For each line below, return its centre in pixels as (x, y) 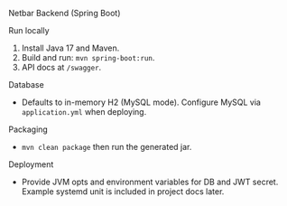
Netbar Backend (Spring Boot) (65, 13)
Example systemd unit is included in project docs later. (123, 192)
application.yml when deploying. (84, 112)
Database (26, 84)
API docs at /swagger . (61, 67)
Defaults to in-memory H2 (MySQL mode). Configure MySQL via (141, 102)
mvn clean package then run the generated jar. (106, 147)
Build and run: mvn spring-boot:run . (88, 57)
